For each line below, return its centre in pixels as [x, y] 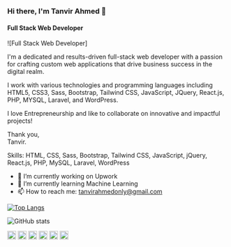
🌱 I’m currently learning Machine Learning [77, 184]
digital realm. [26, 72]
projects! [20, 121]
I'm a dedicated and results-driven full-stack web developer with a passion [115, 57]
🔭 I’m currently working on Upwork [67, 177]
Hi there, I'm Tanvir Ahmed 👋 [57, 11]
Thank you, [23, 135]
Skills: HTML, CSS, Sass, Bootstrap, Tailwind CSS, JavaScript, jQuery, [107, 156]
